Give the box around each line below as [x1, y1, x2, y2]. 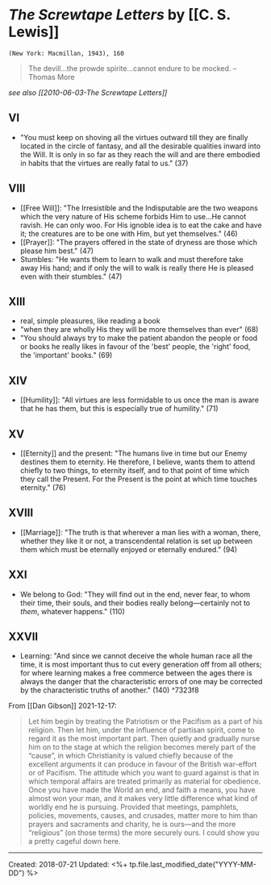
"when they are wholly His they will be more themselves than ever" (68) [19, 325, 259, 334]
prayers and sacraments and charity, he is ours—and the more [27, 820, 236, 829]
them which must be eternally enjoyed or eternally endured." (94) [19, 544, 238, 554]
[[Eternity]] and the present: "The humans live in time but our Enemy [19, 449, 248, 458]
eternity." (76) [19, 483, 66, 492]
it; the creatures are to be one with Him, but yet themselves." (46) [19, 228, 238, 239]
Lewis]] [8, 23, 60, 41]
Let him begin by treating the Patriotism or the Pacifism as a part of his [27, 717, 263, 726]
